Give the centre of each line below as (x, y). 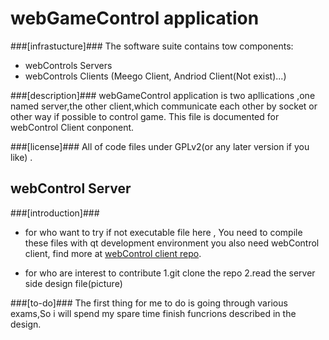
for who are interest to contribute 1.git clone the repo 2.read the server (170, 273)
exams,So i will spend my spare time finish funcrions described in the (153, 313)
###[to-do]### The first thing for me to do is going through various (149, 303)
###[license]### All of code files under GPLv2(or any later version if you (160, 146)
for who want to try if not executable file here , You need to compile (163, 232)
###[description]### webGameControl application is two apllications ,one (163, 95)
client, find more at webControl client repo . (113, 253)
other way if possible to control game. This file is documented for (145, 116)
